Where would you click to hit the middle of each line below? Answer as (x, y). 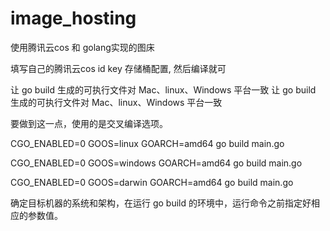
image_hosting (73, 18)
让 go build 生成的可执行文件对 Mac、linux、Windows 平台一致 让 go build (163, 89)
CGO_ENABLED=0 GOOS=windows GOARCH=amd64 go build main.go (156, 163)
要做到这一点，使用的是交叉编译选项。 (89, 123)
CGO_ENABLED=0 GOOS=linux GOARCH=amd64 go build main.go (147, 143)
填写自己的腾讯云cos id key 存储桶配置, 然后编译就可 (118, 68)
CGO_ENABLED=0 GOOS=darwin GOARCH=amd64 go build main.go (152, 182)
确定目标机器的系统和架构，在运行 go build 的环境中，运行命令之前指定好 (161, 203)
